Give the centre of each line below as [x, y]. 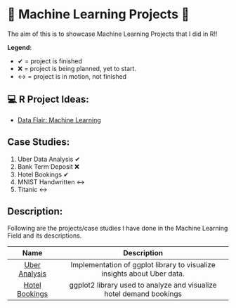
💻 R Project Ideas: [48, 100]
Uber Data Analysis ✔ [49, 159]
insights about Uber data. [143, 274]
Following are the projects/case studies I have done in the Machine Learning [118, 229]
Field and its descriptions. [45, 236]
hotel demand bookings [143, 294]
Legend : [20, 47]
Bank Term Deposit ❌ [48, 166]
